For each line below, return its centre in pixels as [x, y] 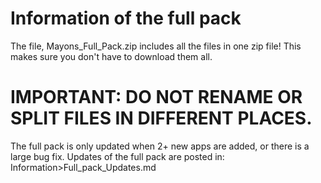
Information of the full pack [126, 18]
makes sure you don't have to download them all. [111, 56]
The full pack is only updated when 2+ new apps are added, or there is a [160, 146]
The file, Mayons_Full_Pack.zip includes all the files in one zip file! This [156, 46]
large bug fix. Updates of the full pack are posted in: [117, 156]
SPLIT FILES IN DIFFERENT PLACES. [161, 118]
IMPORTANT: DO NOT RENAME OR [156, 97]
